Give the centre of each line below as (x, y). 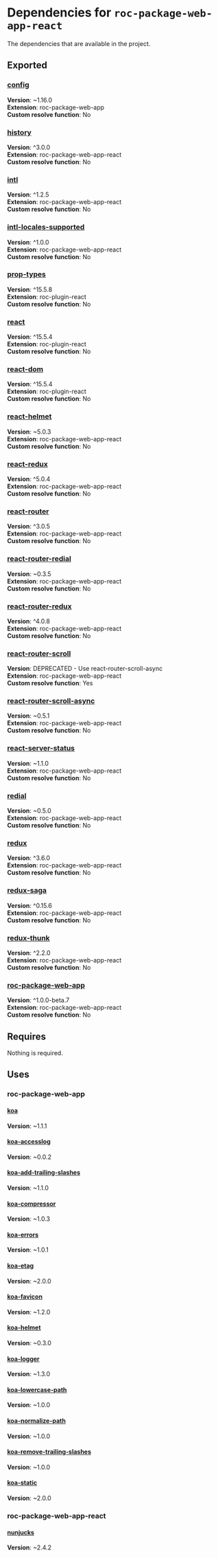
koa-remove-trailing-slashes (49, 1452)
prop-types (26, 274)
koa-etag (21, 1266)
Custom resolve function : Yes (50, 683)
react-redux (27, 464)
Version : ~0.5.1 (28, 716)
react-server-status (41, 749)
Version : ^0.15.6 (30, 905)
